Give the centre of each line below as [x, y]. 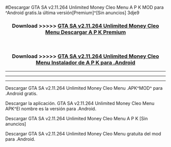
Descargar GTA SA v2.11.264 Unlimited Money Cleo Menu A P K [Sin [77, 118]
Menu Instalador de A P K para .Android [85, 63]
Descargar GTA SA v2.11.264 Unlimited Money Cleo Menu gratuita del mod [83, 133]
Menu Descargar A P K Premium [85, 32]
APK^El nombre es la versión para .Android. [51, 108]
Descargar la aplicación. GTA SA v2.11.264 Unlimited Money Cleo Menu [80, 103]
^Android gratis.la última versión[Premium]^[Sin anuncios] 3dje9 [73, 13]
